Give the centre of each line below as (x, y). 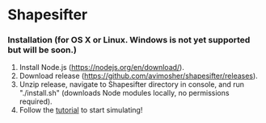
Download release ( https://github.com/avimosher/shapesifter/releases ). (138, 76)
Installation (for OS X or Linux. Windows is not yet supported (129, 40)
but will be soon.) (42, 50)
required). (36, 101)
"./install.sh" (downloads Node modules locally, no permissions (124, 93)
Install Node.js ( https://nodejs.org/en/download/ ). (102, 68)
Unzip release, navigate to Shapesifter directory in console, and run (131, 84)
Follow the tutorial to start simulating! (81, 110)
